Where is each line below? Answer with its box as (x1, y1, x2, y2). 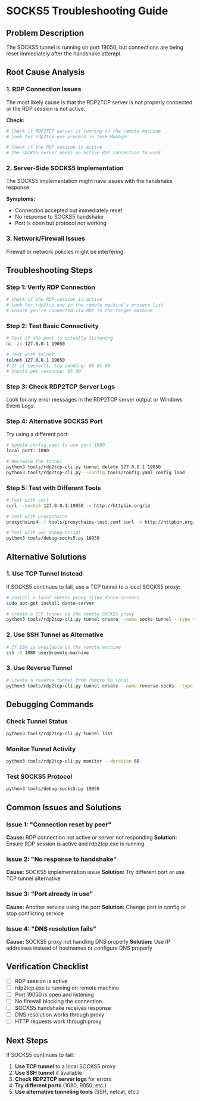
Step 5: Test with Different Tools (6, 484, 101, 492)
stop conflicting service (6, 910, 64, 917)
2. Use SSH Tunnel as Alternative (6, 630, 104, 639)
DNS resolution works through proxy (14, 1011, 105, 1018)
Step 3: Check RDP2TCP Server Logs (6, 382, 115, 391)
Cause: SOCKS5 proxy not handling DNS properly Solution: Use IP (6, 938, 171, 945)
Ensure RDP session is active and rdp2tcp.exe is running (6, 840, 145, 847)
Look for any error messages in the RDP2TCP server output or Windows (6, 396, 183, 403)
